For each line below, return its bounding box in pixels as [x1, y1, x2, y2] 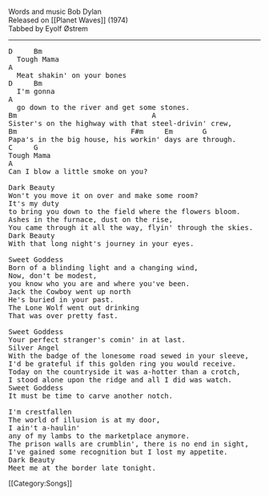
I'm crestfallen [8, 408, 72, 416]
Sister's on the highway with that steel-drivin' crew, [8, 119, 232, 127]
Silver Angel [8, 344, 60, 352]
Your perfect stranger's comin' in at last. [8, 336, 187, 344]
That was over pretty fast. [8, 312, 118, 320]
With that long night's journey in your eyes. [8, 240, 195, 248]
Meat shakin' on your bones [16, 71, 127, 79]
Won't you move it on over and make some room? [8, 192, 199, 200]
